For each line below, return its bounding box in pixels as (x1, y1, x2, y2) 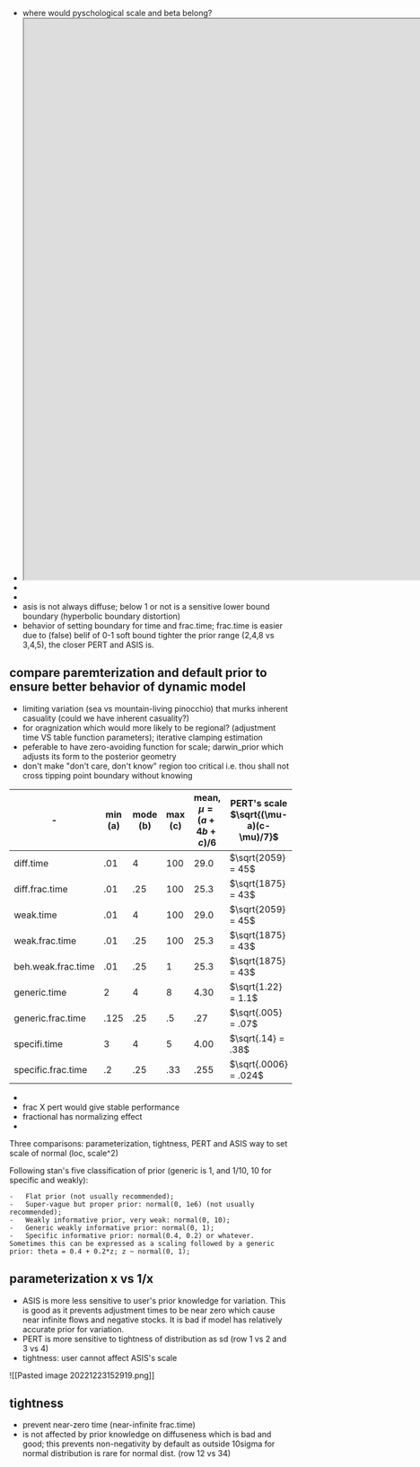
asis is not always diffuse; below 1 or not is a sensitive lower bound (22, 602, 271, 611)
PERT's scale (230, 796, 288, 809)
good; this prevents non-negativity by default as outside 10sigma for (22, 1438, 276, 1449)
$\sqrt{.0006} (229, 1058, 289, 1070)
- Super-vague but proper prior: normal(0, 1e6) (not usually (9, 1199, 255, 1208)
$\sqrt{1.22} (229, 980, 283, 993)
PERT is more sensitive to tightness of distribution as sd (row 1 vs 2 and (22, 1333, 287, 1344)
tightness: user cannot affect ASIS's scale (22, 1352, 178, 1363)
